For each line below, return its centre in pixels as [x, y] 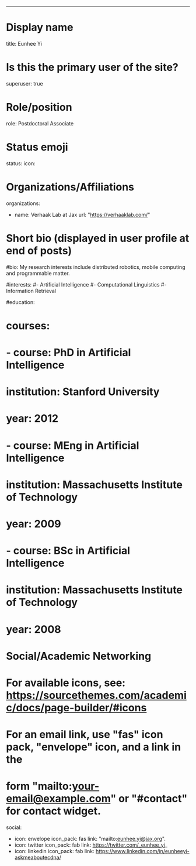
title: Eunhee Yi [24, 43]
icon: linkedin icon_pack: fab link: [54, 851]
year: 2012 [32, 419]
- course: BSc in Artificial [68, 551]
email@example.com [58, 799]
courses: [28, 325]
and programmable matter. [38, 273]
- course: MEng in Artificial [73, 445]
